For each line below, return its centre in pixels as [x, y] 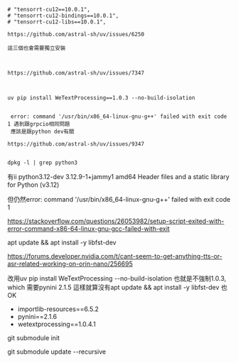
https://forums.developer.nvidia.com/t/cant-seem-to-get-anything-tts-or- [115, 256]
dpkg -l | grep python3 [43, 163]
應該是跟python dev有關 [42, 131]
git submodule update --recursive [57, 352]
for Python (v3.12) [33, 185]
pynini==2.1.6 [37, 316]
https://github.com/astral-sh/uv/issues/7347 [76, 73]
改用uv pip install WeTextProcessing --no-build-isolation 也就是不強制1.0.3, [117, 278]
